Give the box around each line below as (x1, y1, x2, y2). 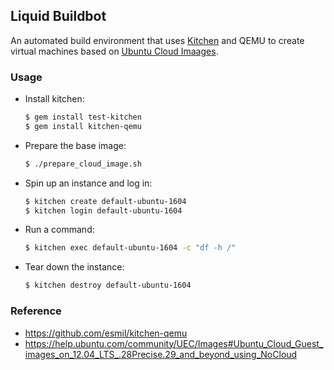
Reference (10, 304, 62, 318)
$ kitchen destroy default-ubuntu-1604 (24, 280, 192, 291)
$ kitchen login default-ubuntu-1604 (24, 205, 183, 216)
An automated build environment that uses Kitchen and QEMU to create (10, 34, 305, 46)
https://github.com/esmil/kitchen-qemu (24, 327, 188, 339)
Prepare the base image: (24, 139, 127, 151)
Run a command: (24, 224, 95, 236)
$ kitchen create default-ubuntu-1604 (24, 196, 187, 206)
